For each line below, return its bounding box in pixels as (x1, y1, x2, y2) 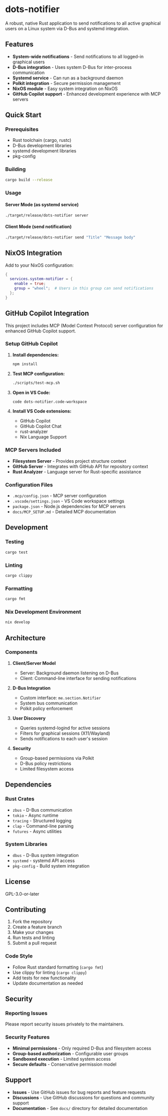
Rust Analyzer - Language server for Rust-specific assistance (12, 469, 141, 475)
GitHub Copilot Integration (5, 309, 89, 318)
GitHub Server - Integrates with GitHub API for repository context (12, 463, 148, 469)
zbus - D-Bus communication (12, 807, 73, 813)
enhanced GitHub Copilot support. (5, 328, 76, 334)
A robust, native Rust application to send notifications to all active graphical (5, 20, 161, 26)
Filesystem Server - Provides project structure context (12, 458, 126, 464)
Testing (5, 538, 24, 545)
